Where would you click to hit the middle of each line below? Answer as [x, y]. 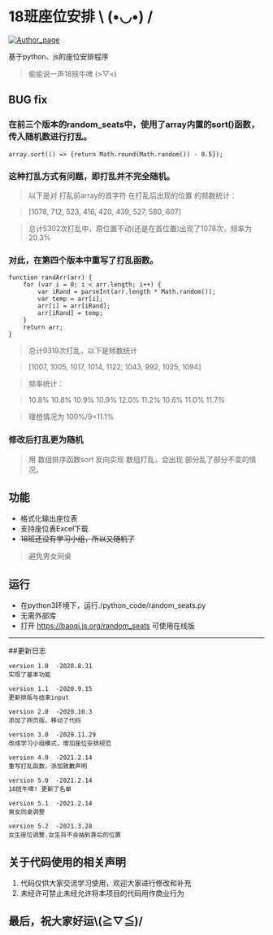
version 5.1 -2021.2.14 [50, 804]
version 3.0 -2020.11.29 [52, 735]
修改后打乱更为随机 [46, 440]
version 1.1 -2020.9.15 [50, 689]
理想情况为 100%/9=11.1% [71, 417]
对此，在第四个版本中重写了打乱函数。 [83, 260]
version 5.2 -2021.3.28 [50, 827]
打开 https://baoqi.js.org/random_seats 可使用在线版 [107, 626]
